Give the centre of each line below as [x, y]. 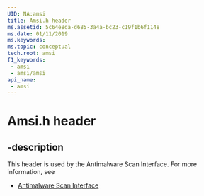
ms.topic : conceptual [39, 47]
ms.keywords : [27, 40]
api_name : [22, 80]
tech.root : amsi [31, 54]
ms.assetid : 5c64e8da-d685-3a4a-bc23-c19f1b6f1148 [84, 27]
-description [35, 147]
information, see [31, 172]
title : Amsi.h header [39, 21]
